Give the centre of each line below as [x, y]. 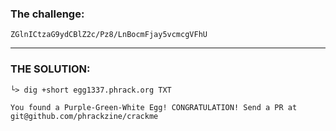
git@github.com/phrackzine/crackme [84, 116]
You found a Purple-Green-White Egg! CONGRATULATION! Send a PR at [154, 107]
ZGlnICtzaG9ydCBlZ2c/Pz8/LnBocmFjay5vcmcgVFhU [109, 35]
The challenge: [47, 14]
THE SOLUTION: [50, 69]
